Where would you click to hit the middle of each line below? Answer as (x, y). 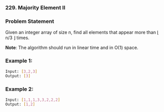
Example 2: (19, 89)
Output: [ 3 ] (18, 76)
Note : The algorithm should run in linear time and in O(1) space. (72, 48)
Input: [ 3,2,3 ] (21, 71)
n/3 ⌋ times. (17, 38)
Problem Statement (30, 21)
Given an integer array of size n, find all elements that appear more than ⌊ (82, 33)
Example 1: (19, 61)
